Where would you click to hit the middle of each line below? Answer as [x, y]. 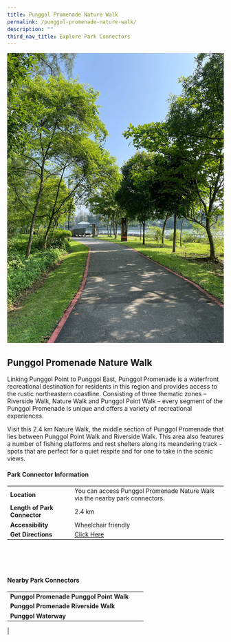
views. [16, 458]
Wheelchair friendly [102, 525]
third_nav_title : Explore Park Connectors [69, 37]
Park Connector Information [48, 474]
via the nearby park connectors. [120, 498]
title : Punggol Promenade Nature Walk [63, 14]
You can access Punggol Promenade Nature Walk [145, 491]
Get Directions [31, 534]
